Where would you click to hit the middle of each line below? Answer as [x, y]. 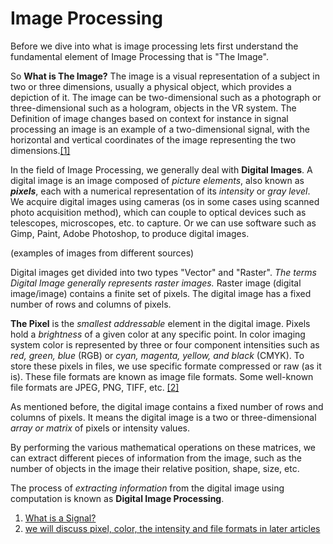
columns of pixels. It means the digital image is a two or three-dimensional [163, 417]
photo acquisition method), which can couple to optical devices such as [158, 212]
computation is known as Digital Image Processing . [117, 498]
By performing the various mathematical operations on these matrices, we [163, 447]
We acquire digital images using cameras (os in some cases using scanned [165, 201]
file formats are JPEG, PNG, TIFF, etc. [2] [95, 387]
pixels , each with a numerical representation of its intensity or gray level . [160, 191]
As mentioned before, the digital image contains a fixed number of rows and [167, 406]
